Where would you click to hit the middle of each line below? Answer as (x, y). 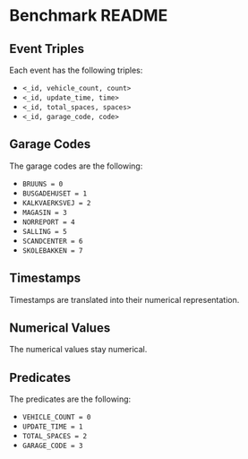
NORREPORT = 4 (48, 222)
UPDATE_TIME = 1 (52, 427)
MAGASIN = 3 (44, 212)
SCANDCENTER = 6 (52, 241)
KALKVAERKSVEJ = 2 (56, 203)
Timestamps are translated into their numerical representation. (124, 299)
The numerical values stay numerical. (78, 350)
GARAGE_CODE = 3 (52, 446)
